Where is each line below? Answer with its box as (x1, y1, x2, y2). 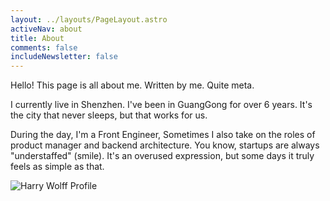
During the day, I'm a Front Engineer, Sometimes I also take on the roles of (10, 129, 316, 141)
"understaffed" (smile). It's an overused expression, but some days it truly (10, 150, 315, 162)
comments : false (10, 42, 78, 53)
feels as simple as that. (10, 161, 105, 173)
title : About (10, 33, 65, 43)
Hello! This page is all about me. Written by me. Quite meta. (10, 79, 255, 91)
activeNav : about (10, 24, 83, 34)
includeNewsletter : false (10, 52, 118, 62)
